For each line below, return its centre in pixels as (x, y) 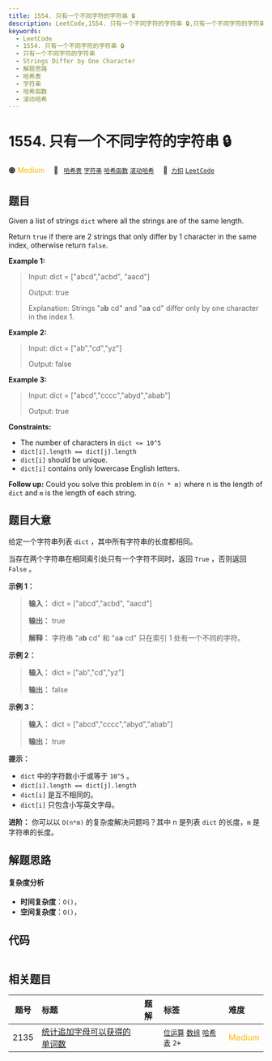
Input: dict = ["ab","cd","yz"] (75, 348)
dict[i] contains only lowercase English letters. (100, 468)
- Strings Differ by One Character (76, 62)
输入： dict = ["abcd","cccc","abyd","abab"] (100, 724)
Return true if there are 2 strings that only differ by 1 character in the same (133, 237)
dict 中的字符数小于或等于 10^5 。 (76, 775)
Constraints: (30, 427)
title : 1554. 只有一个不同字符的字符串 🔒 (72, 16)
